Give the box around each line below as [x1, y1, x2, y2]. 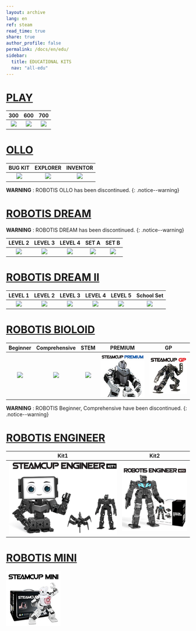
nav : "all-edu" [11, 65, 48, 71]
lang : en [6, 15, 27, 22]
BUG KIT [8, 164, 30, 172]
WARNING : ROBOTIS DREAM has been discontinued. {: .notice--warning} [6, 226, 185, 234]
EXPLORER [34, 164, 62, 172]
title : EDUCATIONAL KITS [11, 59, 72, 64]
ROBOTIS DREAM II [6, 271, 100, 284]
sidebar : [6, 53, 27, 59]
